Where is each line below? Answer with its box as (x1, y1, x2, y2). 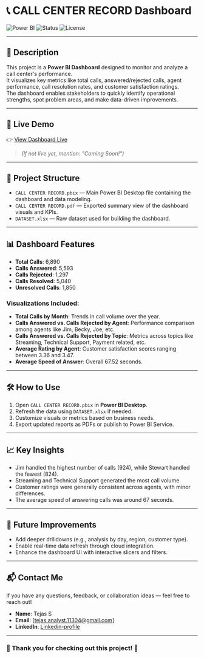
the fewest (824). (15, 470, 59, 478)
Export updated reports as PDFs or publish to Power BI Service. (15, 420, 174, 428)
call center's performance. (6, 70, 73, 77)
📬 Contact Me (6, 572, 63, 583)
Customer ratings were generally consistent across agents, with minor (15, 484, 191, 491)
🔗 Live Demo (6, 119, 55, 129)
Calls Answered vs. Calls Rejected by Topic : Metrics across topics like (15, 332, 194, 340)
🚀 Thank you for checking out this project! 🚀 (6, 643, 138, 652)
